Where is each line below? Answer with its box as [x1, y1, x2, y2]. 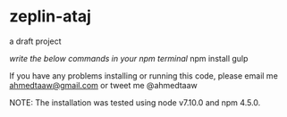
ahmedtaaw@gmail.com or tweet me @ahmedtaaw [9, 79, 198, 90]
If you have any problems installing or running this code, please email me [9, 70, 279, 81]
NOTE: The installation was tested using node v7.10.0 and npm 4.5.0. [9, 96, 261, 108]
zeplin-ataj [9, 6, 92, 27]
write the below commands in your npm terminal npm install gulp [9, 53, 249, 63]
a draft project [9, 36, 62, 46]
